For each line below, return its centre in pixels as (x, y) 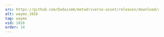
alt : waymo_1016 (21, 14)
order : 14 (15, 27)
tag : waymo (16, 18)
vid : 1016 (15, 23)
